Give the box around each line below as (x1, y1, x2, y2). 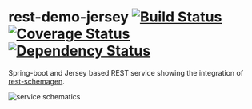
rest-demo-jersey (8, 8, 130, 26)
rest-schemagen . (8, 76, 66, 86)
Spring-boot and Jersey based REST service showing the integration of (8, 68, 244, 77)
